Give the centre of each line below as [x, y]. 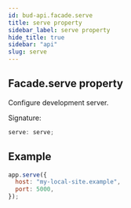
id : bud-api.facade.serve [50, 15]
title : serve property [45, 23]
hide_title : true [36, 37]
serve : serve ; [31, 132]
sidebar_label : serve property [59, 30]
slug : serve [27, 52]
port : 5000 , [35, 189]
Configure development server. [58, 102]
